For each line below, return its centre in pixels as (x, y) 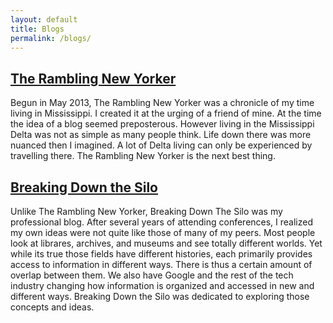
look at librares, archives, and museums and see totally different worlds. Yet (166, 243)
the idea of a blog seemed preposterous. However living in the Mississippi (162, 124)
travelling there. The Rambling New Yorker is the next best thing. (143, 156)
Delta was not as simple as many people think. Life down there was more (161, 135)
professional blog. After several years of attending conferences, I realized (162, 222)
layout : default (44, 19)
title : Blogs (37, 29)
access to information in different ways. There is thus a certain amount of (161, 264)
